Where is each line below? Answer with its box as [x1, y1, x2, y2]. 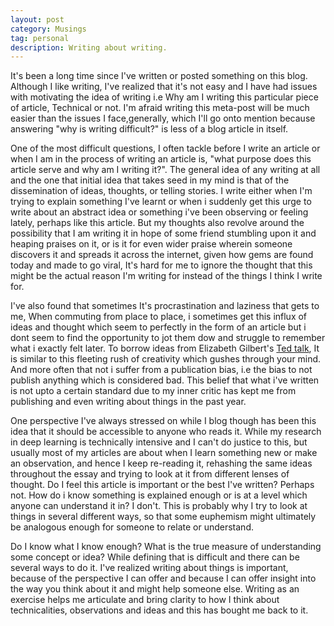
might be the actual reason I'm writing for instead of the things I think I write [10, 270, 323, 282]
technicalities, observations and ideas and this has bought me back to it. [10, 604, 309, 616]
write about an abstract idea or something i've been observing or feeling [10, 206, 309, 218]
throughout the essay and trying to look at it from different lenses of [10, 468, 290, 480]
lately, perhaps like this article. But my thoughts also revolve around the [10, 217, 305, 229]
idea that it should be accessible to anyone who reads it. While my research [10, 426, 322, 438]
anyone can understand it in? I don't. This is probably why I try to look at [10, 500, 308, 512]
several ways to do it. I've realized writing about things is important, [10, 562, 289, 574]
